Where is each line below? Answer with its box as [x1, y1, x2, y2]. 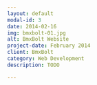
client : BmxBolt [7, 49, 54, 56]
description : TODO [7, 62, 60, 68]
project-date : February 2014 [7, 42, 91, 49]
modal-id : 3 [7, 17, 41, 23]
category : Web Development [7, 55, 85, 62]
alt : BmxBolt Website [7, 36, 69, 43]
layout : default [7, 10, 54, 17]
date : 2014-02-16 [7, 23, 57, 30]
